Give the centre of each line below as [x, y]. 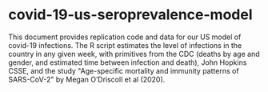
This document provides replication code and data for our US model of [125, 37]
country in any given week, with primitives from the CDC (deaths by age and [134, 54]
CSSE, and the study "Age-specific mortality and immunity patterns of [124, 70]
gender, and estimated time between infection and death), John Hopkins [128, 62]
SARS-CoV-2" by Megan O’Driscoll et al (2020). [87, 79]
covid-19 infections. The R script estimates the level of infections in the [125, 45]
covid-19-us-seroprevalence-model [130, 15]
